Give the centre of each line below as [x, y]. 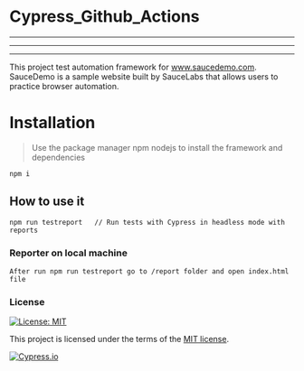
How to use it [47, 202]
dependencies [58, 157]
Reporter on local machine [69, 253]
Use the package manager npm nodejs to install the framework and [157, 147]
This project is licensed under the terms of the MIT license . [119, 339]
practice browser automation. [64, 86]
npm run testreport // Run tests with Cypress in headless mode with [147, 222]
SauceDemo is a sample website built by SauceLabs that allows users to [144, 76]
